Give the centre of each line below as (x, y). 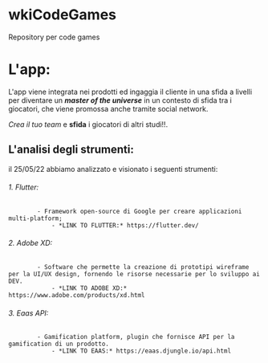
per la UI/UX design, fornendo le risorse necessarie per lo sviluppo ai (134, 275)
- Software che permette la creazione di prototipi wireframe (143, 267)
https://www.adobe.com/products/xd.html (77, 296)
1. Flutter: (24, 187)
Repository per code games (54, 37)
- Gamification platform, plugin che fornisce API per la (136, 337)
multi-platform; (35, 218)
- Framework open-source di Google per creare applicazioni (140, 211)
